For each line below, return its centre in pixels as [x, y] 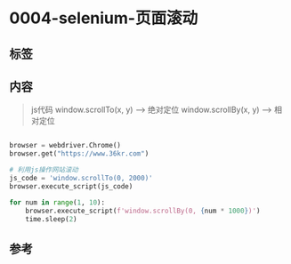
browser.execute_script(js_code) [71, 186]
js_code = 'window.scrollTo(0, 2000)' [81, 179]
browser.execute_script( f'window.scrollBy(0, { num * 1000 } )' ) [143, 211]
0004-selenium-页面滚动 [104, 18]
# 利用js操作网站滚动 [44, 170]
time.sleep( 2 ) [51, 219]
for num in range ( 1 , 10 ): [57, 202]
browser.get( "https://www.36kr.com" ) [79, 154]
